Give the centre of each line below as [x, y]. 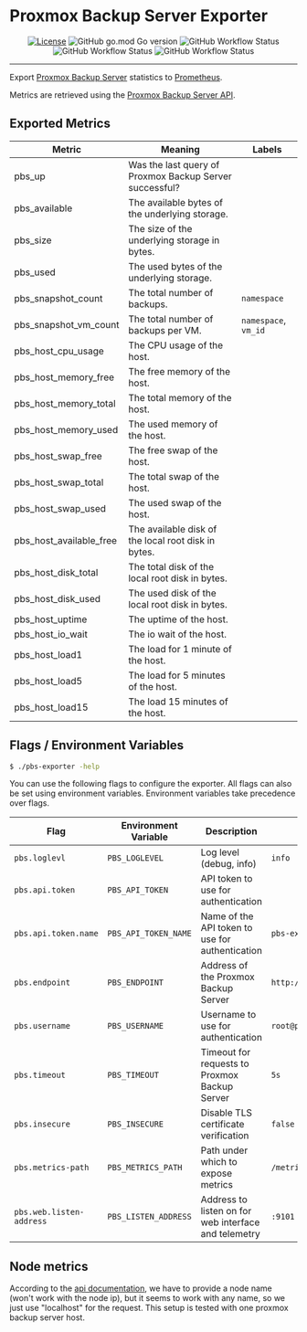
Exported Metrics [60, 124]
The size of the [160, 228]
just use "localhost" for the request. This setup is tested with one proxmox [149, 1308]
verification [225, 1136]
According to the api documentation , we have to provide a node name [141, 1288]
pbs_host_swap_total [59, 482]
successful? [153, 187]
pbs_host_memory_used [66, 429]
